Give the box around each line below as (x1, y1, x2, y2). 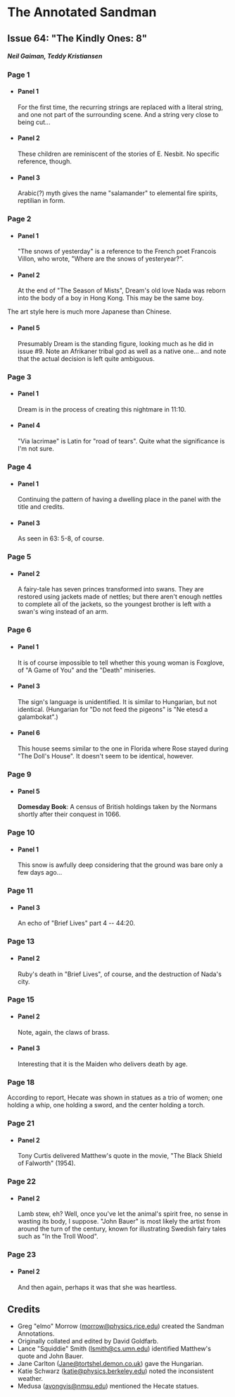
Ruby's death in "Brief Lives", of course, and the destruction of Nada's (17, 970, 222, 978)
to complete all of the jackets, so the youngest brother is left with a (17, 600, 211, 608)
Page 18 (7, 1077, 35, 1087)
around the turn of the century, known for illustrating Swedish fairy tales (17, 1224, 227, 1233)
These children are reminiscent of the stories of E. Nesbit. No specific (17, 149, 220, 158)
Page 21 (7, 1119, 35, 1128)
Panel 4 (17, 421, 41, 430)
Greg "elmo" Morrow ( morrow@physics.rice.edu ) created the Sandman (17, 1322, 224, 1331)
